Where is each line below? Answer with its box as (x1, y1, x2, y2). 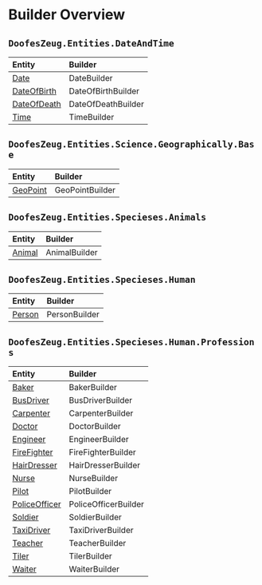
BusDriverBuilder (68, 395, 133, 406)
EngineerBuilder (68, 434, 129, 445)
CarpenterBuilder (68, 408, 134, 419)
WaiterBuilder (68, 563, 120, 575)
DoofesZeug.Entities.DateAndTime (8, 38, 175, 49)
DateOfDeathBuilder (68, 98, 145, 109)
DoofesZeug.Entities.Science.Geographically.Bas (8, 138, 255, 150)
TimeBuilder (68, 112, 115, 122)
